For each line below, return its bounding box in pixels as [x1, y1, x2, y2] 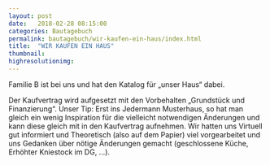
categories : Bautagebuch [8, 27, 93, 35]
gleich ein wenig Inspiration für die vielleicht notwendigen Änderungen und [8, 112, 260, 122]
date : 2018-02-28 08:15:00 [8, 20, 107, 28]
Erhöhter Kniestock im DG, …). [8, 147, 111, 157]
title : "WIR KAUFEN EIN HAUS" [8, 42, 115, 50]
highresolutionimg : [8, 58, 75, 66]
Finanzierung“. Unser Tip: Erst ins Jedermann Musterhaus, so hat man [8, 103, 244, 114]
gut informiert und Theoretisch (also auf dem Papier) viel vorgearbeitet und [8, 129, 261, 139]
